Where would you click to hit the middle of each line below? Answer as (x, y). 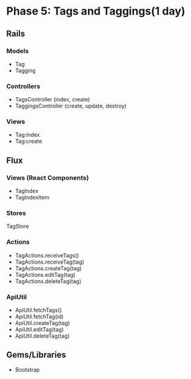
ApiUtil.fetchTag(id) (39, 316)
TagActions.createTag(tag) (48, 268)
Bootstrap (27, 369)
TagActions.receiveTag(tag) (50, 262)
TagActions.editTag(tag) (45, 275)
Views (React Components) (48, 177)
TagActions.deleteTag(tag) (48, 281)
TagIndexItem (32, 197)
